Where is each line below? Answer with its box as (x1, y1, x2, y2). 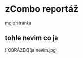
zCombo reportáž (5, 3, 79, 15)
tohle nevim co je (5, 34, 58, 42)
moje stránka (5, 20, 32, 26)
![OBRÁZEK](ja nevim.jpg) (5, 47, 57, 53)
